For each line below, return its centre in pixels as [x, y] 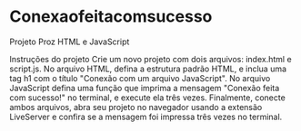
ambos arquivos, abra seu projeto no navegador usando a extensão [136, 107]
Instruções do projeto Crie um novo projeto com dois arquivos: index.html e [151, 59]
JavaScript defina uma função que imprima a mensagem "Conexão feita [145, 88]
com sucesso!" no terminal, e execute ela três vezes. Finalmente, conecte [148, 98]
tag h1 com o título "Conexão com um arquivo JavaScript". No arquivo [140, 78]
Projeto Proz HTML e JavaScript [70, 42]
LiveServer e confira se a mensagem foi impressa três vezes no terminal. [146, 117]
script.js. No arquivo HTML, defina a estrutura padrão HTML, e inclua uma [148, 69]
